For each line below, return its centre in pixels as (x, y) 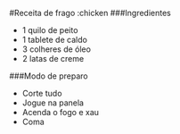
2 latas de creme (53, 59)
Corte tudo (42, 93)
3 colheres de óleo (57, 49)
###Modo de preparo (49, 76)
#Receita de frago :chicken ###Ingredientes (90, 13)
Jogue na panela (53, 103)
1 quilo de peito (50, 30)
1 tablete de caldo (54, 40)
